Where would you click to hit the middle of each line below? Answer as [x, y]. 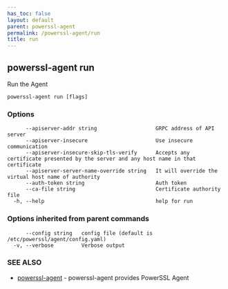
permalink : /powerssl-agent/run [54, 33]
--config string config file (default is [89, 233]
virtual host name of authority [54, 177]
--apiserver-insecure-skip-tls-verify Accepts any [107, 153]
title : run [23, 40]
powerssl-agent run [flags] [48, 97]
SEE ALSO [25, 263]
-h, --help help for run [103, 202]
